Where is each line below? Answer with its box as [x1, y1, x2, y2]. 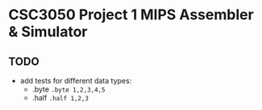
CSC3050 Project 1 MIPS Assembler [8, 6, 254, 24]
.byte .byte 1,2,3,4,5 [31, 84, 106, 94]
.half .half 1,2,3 [31, 93, 89, 102]
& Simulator [8, 22, 88, 41]
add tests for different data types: [19, 76, 132, 85]
